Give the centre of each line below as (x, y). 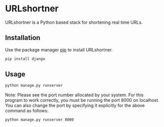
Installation (23, 38)
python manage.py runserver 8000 (40, 120)
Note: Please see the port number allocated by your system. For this (75, 95)
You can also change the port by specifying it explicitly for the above (75, 106)
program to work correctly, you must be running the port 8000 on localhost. (82, 100)
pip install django (25, 59)
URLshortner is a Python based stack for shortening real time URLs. (74, 22)
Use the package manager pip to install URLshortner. (59, 49)
